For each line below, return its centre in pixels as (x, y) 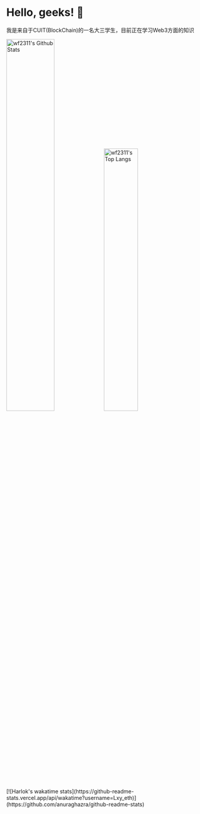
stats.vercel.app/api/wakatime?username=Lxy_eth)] (71, 798)
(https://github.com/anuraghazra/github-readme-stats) (75, 804)
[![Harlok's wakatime (33, 791)
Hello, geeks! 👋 (45, 13)
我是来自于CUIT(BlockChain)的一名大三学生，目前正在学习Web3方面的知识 (100, 30)
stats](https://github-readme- (97, 791)
